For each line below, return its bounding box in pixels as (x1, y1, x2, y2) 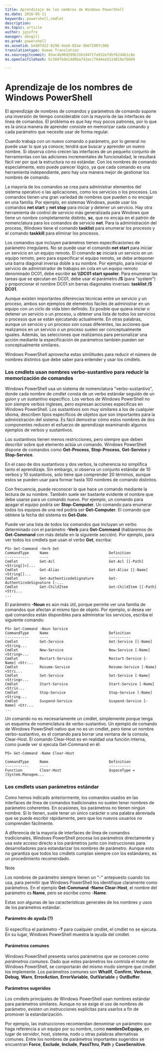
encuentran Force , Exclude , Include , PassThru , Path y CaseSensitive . (5, 1041, 147, 1047)
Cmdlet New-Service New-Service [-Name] (5, 648, 150, 653)
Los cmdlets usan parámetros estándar (5, 783, 99, 790)
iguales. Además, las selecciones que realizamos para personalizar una (5, 332, 147, 338)
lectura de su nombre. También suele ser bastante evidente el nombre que (5, 492, 154, 497)
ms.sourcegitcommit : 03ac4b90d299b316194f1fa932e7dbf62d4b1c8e (5, 52, 135, 57)
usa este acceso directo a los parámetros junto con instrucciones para (5, 840, 146, 846)
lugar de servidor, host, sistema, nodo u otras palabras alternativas (5, 1031, 138, 1037)
